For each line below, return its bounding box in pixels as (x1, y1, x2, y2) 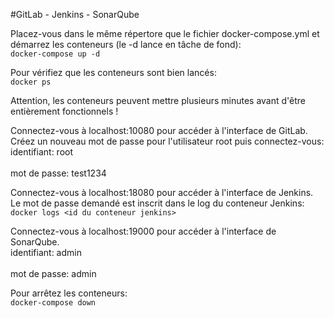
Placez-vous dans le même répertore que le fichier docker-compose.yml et (10, 28, 320, 39)
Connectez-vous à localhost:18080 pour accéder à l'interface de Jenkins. (10, 187, 314, 198)
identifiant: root (10, 146, 74, 158)
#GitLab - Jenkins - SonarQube (10, 9, 140, 20)
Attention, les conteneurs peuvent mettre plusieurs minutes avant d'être (10, 95, 307, 106)
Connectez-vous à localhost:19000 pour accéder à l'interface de (10, 225, 277, 237)
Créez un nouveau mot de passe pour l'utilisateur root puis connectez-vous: (10, 135, 325, 147)
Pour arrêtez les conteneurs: (10, 287, 128, 299)
